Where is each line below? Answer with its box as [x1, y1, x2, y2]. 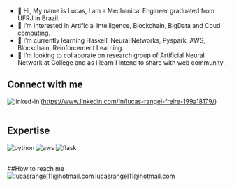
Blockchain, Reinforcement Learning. [17, 44, 124, 52]
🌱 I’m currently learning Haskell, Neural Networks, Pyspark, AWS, [17, 36, 206, 45]
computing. [17, 29, 51, 37]
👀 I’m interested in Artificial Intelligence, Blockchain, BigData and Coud [17, 22, 221, 29]
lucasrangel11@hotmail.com [95, 172, 175, 180]
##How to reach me [7, 164, 65, 172]
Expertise [7, 125, 50, 137]
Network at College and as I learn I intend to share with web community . [17, 59, 227, 66]
